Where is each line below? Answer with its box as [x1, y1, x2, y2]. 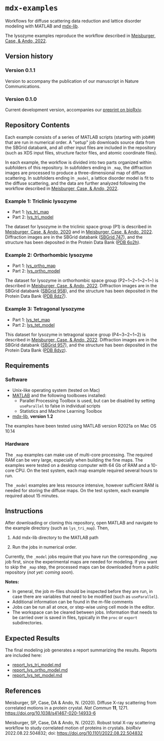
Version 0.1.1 [5, 67, 35, 74]
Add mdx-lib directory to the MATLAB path [12, 535, 99, 541]
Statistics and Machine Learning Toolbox [19, 408, 102, 414]
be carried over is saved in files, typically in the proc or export [12, 615, 137, 620]
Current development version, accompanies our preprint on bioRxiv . [5, 107, 142, 113]
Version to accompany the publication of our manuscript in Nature [5, 78, 139, 84]
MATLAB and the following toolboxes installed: [12, 393, 107, 399]
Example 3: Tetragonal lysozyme [5, 306, 85, 312]
